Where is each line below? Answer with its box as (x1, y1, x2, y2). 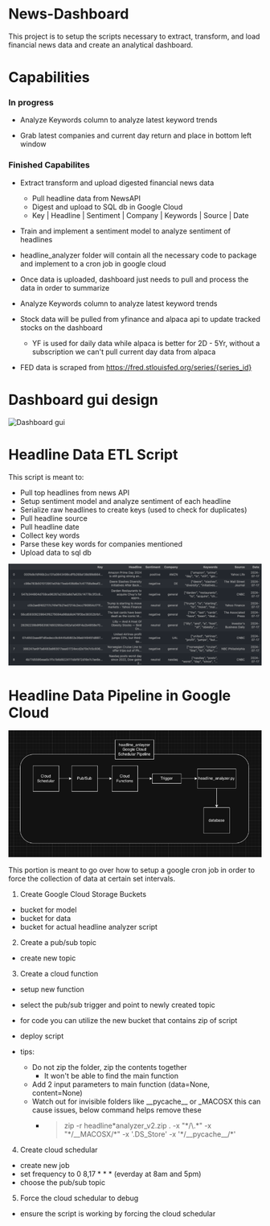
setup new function (19, 985, 84, 994)
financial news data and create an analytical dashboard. (8, 39, 194, 49)
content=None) (31, 1088, 83, 1098)
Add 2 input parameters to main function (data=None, (31, 1079, 211, 1089)
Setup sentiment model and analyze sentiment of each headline (19, 496, 231, 506)
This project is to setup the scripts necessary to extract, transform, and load (8, 31, 260, 41)
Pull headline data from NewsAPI (31, 193, 141, 203)
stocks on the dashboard (19, 323, 103, 332)
